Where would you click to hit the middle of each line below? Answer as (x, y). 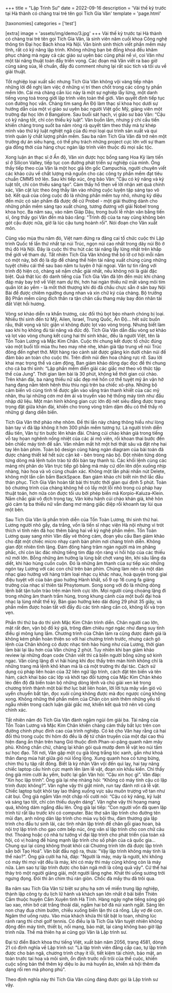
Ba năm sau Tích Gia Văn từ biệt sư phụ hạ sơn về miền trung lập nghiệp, (82, 888)
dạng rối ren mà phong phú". (36, 969)
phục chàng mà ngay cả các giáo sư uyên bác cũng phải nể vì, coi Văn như (85, 55)
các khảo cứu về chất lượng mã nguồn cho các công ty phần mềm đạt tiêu (84, 173)
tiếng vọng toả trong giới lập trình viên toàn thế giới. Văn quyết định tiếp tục (85, 98)
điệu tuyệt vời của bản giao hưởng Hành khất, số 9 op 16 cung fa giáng (80, 580)
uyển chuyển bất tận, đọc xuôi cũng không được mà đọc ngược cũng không (85, 694)
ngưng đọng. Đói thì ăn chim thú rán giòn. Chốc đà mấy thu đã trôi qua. (80, 878)
